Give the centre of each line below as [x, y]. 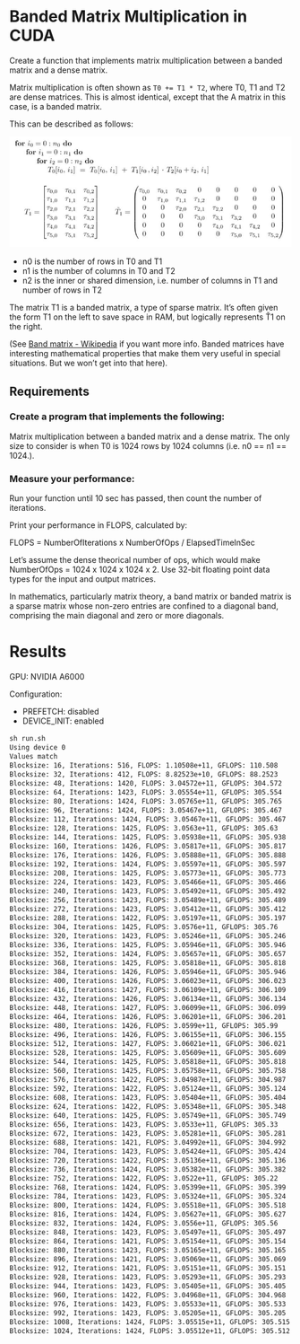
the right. [26, 327]
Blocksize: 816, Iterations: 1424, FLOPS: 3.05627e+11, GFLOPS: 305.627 [148, 1215]
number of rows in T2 [62, 290]
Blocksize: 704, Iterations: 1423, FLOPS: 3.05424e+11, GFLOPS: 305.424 [148, 1152]
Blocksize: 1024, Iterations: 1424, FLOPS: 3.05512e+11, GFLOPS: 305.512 [150, 1331]
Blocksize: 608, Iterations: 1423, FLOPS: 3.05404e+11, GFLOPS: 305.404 [148, 1098]
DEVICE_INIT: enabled [63, 721]
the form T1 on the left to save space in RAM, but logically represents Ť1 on [147, 317]
